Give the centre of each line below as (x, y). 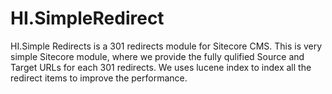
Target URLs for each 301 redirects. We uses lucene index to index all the (161, 67)
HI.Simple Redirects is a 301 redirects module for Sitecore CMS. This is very (166, 46)
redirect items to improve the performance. (99, 78)
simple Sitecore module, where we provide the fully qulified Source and (157, 56)
